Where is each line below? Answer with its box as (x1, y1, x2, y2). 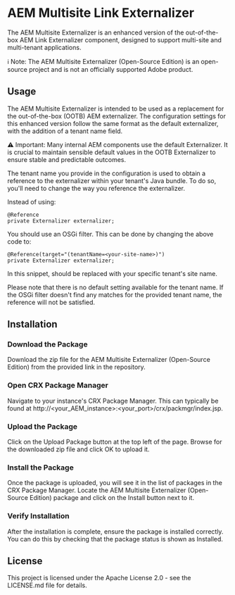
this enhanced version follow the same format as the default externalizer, (7, 119, 219, 127)
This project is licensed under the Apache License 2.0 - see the (7, 574, 191, 582)
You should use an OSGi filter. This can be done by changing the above (7, 230, 214, 238)
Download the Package (7, 339, 88, 349)
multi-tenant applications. (7, 43, 82, 51)
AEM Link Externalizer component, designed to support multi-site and (20, 35, 222, 44)
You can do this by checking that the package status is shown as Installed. (7, 534, 224, 543)
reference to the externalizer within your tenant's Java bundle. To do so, (7, 176, 217, 184)
